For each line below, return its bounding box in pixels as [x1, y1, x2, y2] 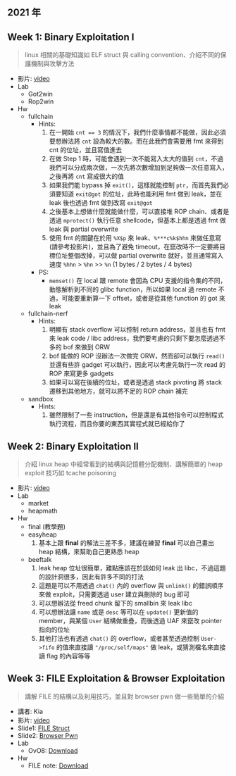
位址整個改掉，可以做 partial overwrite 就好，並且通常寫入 [55, 251, 224, 260]
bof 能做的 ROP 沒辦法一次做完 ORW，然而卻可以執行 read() [49, 351, 225, 361]
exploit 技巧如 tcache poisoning [24, 469, 116, 477]
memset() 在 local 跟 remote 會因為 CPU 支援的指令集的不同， [49, 277, 227, 285]
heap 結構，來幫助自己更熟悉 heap [38, 548, 139, 556]
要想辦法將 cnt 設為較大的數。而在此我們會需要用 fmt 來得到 [49, 137, 224, 146]
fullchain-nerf [27, 309, 68, 318]
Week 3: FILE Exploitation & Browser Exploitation [7, 672, 225, 684]
